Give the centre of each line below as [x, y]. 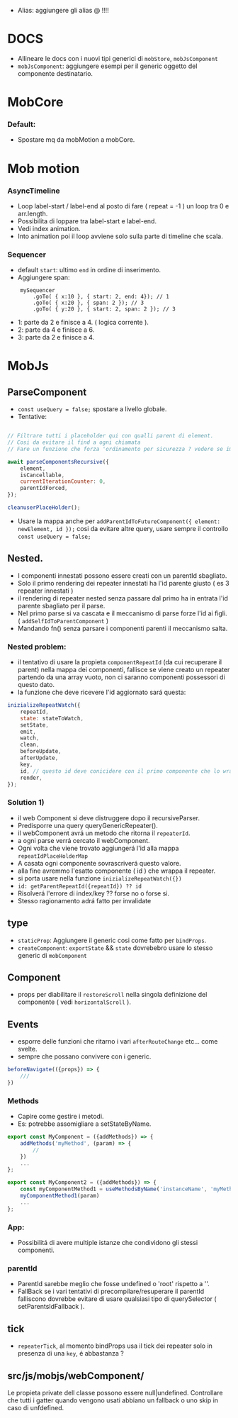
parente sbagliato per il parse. [61, 605]
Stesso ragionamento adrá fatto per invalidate [84, 900]
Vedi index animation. [49, 228]
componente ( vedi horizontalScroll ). [74, 1002]
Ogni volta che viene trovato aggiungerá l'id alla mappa [98, 848]
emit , [28, 732]
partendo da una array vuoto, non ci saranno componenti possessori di [121, 677]
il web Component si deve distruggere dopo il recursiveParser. [109, 817]
